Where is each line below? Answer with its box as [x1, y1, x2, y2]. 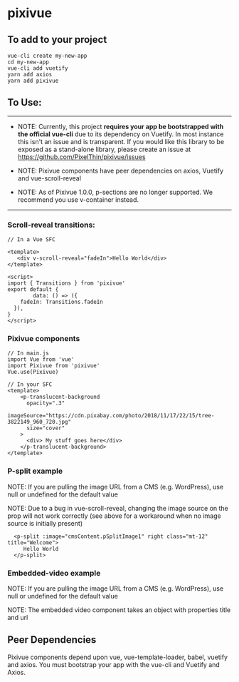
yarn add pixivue [7, 77, 59, 84]
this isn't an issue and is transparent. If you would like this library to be [17, 137, 225, 146]
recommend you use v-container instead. [17, 195, 139, 204]
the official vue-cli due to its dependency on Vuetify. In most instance [17, 130, 224, 138]
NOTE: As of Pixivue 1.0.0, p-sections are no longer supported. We [17, 188, 213, 196]
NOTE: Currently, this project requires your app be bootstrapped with [17, 122, 224, 131]
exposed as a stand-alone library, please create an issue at [17, 145, 191, 153]
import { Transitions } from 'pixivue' [7, 280, 126, 287]
